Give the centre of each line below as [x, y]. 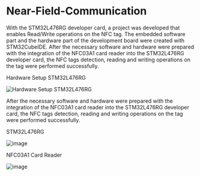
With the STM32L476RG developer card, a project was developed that [93, 28]
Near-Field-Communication [77, 11]
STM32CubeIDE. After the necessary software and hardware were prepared [100, 47]
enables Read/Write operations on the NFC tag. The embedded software [96, 34]
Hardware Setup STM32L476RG [46, 77]
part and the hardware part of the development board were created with [95, 40]
